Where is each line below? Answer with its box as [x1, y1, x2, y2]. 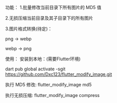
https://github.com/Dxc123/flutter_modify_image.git [5, 71, 112, 77]
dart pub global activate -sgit [5, 66, 66, 72]
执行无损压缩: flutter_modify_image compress [5, 92, 100, 98]
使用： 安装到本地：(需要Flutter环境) [5, 56, 81, 62]
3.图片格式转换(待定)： [5, 26, 52, 32]
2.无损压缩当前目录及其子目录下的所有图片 [5, 15, 93, 21]
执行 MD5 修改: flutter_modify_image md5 [5, 82, 92, 87]
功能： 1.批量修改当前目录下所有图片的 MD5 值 [5, 5, 102, 10]
